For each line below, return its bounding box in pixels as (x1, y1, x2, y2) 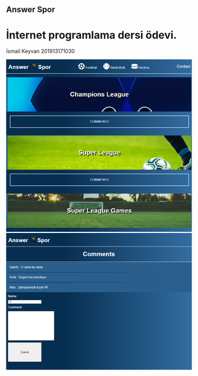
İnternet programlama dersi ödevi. (6, 28, 177, 42)
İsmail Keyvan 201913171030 (6, 48, 75, 55)
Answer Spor (6, 5, 55, 15)
